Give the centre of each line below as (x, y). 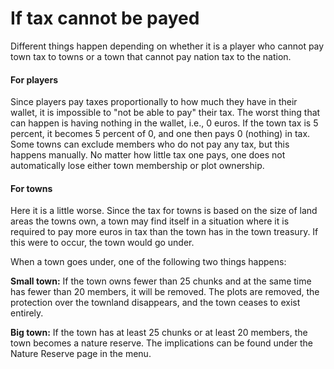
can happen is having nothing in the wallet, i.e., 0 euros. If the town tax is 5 (164, 123)
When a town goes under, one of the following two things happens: (148, 262)
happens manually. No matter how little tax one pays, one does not (148, 155)
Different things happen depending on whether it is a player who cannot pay (167, 46)
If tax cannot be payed (105, 18)
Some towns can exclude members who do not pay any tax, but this (150, 144)
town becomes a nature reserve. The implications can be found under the (162, 343)
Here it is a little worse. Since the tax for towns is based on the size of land (164, 211)
